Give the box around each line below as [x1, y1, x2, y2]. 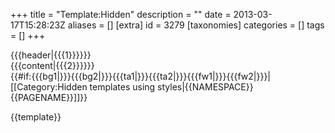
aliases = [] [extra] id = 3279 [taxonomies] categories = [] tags [67, 19, 325, 31]
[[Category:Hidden [10, 81, 88, 93]
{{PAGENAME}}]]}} [10, 92, 88, 103]
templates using [89, 81, 156, 93]
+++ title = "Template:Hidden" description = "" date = [10, 9, 232, 20]
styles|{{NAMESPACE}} [157, 81, 254, 93]
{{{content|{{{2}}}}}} [10, 60, 95, 71]
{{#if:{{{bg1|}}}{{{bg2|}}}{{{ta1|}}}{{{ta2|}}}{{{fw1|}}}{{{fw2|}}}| [10, 70, 272, 82]
